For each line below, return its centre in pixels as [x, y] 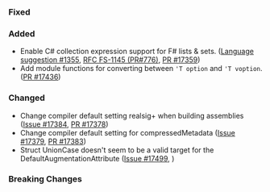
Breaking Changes [46, 179]
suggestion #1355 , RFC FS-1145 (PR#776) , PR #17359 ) [110, 60]
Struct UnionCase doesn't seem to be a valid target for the [117, 150]
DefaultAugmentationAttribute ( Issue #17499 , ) [97, 158]
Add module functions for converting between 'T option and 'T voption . [141, 69]
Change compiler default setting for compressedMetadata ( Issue [127, 132]
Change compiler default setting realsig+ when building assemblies [132, 115]
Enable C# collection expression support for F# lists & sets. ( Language [137, 52]
